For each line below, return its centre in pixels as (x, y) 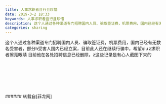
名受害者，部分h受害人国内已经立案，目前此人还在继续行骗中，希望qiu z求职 (83, 49)
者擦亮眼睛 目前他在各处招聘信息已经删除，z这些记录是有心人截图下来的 (78, 55)
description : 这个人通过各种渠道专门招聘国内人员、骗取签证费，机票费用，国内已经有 (82, 23)
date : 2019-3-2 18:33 (27, 14)
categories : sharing (26, 28)
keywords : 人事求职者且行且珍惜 (35, 19)
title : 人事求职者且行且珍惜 (31, 10)
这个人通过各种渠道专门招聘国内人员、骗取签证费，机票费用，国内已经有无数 (83, 43)
